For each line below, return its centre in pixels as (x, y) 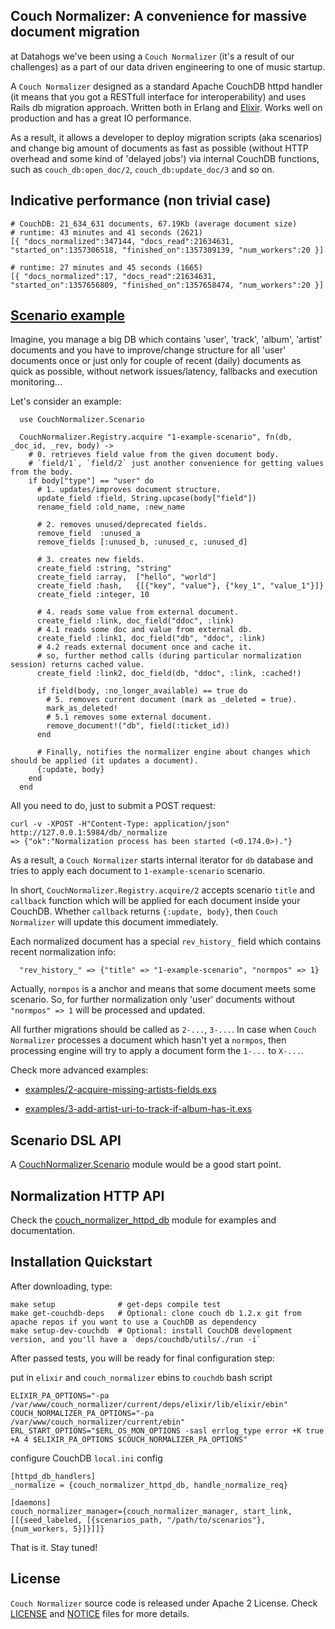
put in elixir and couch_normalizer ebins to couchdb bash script (141, 1377)
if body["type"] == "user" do (91, 481)
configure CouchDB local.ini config (86, 1458)
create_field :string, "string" (104, 569)
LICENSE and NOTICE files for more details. (100, 1613)
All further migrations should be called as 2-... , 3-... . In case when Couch (163, 1030)
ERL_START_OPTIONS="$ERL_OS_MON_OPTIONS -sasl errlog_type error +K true (167, 1430)
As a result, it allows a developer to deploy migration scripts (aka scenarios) (166, 137)
